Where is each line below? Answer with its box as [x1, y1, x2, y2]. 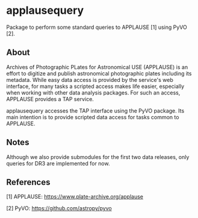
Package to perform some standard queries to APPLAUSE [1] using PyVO [6, 23, 188, 31]
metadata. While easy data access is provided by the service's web [6, 76, 173, 83]
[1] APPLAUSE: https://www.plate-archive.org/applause [6, 193, 143, 201]
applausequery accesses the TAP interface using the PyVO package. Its [6, 107, 185, 114]
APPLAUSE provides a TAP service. [6, 95, 94, 102]
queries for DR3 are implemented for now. [6, 160, 110, 167]
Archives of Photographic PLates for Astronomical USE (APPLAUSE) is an [6, 63, 188, 70]
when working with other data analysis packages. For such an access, [6, 89, 181, 96]
